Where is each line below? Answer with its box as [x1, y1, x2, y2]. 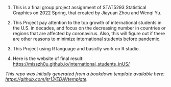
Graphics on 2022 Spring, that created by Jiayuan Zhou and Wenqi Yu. [12, 10, 162, 16]
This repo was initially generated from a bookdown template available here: [5, 71, 165, 77]
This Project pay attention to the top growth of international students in [12, 20, 162, 25]
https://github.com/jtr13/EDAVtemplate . [5, 76, 88, 82]
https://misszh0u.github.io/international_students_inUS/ [12, 61, 130, 67]
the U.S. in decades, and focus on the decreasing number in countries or [12, 25, 166, 31]
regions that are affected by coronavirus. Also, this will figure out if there [12, 31, 165, 36]
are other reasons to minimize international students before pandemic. [12, 36, 161, 42]
